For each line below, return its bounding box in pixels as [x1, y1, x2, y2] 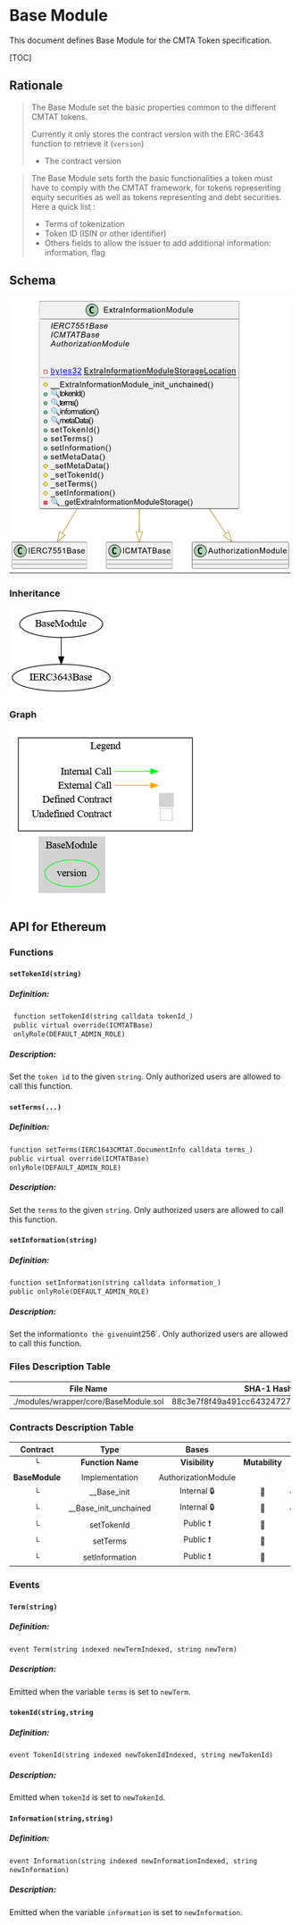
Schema [9, 273, 56, 289]
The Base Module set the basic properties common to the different [30, 102, 277, 113]
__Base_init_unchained [68, 1502, 152, 1514]
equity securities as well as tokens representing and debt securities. [30, 191, 282, 202]
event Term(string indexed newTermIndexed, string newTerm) [9, 1645, 238, 1653]
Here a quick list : [30, 201, 96, 212]
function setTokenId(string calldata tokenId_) [12, 1012, 194, 1021]
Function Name [80, 1457, 139, 1468]
